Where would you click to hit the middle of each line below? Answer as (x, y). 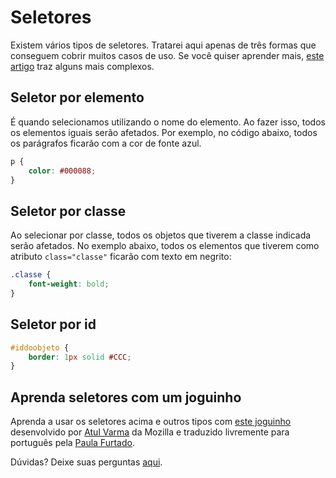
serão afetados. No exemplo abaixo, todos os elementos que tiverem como (165, 246)
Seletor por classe (68, 211)
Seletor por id (53, 324)
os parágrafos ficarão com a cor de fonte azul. (106, 143)
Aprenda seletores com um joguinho (126, 397)
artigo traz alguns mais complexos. (82, 66)
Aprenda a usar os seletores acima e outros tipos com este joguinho (151, 422)
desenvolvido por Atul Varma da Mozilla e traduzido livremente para (150, 432)
